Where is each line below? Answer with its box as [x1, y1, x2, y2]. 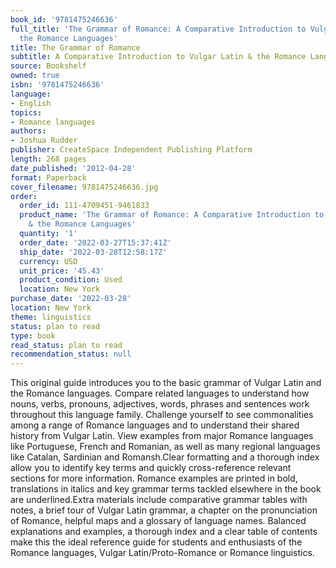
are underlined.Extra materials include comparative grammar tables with [10, 494, 308, 506]
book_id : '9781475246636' [10, 14, 118, 25]
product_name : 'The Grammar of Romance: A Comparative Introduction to [19, 210, 325, 220]
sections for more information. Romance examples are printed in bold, [10, 472, 298, 485]
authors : [10, 126, 47, 136]
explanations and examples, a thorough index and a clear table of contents [10, 526, 318, 538]
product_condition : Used [19, 275, 123, 285]
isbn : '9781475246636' [10, 80, 105, 90]
